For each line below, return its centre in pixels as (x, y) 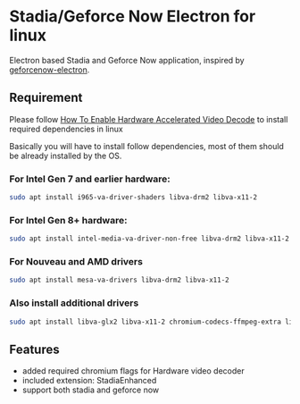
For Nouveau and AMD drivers (76, 262)
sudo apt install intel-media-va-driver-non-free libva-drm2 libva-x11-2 (150, 239)
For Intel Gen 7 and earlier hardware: (90, 179)
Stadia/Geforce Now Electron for (133, 17)
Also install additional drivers (74, 303)
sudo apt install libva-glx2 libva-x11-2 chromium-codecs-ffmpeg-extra (145, 322)
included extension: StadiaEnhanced (89, 381)
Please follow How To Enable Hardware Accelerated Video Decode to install (149, 119)
